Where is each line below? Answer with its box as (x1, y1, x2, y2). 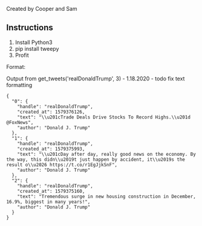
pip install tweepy (15, 45, 59, 52)
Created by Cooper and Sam (6, 5, 77, 12)
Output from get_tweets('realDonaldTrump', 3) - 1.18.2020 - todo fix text (6, 75, 185, 82)
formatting (6, 81, 33, 88)
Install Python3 (15, 39, 53, 46)
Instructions (6, 22, 53, 33)
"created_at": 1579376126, (17, 109, 85, 115)
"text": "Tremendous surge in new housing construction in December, (17, 193, 197, 199)
